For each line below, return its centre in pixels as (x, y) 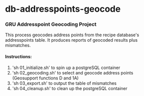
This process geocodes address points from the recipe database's (72, 35)
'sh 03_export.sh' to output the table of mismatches (64, 83)
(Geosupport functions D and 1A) (45, 78)
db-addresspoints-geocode (63, 9)
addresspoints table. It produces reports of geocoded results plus (72, 40)
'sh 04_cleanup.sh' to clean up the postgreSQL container (70, 88)
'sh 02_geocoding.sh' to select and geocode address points (73, 72)
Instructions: (19, 57)
